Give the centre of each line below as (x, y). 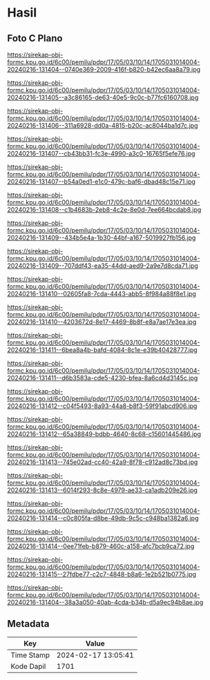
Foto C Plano (35, 38)
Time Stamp (30, 655)
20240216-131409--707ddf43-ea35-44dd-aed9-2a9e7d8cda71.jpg (103, 266)
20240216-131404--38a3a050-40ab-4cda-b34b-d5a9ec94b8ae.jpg (105, 602)
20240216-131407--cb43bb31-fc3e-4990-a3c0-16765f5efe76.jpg (101, 154)
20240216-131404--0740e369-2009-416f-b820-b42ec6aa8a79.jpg (104, 69)
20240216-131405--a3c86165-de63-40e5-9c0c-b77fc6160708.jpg (103, 97)
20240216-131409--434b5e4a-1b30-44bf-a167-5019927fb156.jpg (102, 237)
